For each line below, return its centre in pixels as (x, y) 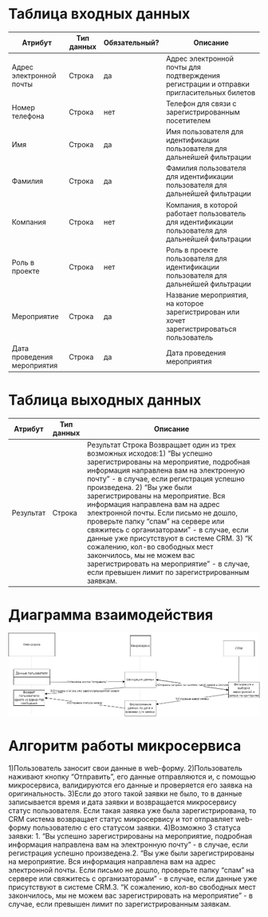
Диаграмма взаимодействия (111, 615)
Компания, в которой (202, 205)
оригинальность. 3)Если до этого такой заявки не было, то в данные (125, 794)
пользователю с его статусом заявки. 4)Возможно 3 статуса (136, 827)
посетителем (189, 120)
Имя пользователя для (205, 132)
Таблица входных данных (99, 14)
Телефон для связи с (201, 103)
